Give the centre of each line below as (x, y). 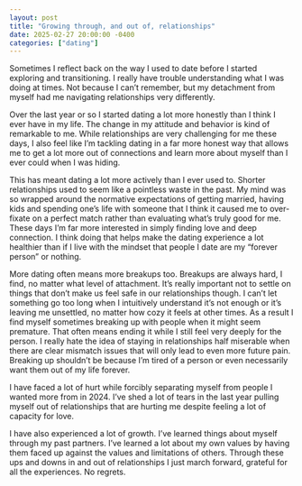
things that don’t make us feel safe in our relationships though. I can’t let (143, 293)
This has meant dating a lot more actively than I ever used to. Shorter (137, 180)
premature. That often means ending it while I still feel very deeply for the (146, 332)
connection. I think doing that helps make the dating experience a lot (137, 238)
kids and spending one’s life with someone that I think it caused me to (138, 209)
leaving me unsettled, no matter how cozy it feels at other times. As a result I (151, 313)
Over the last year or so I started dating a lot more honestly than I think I (143, 115)
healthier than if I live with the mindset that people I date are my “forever (143, 247)
